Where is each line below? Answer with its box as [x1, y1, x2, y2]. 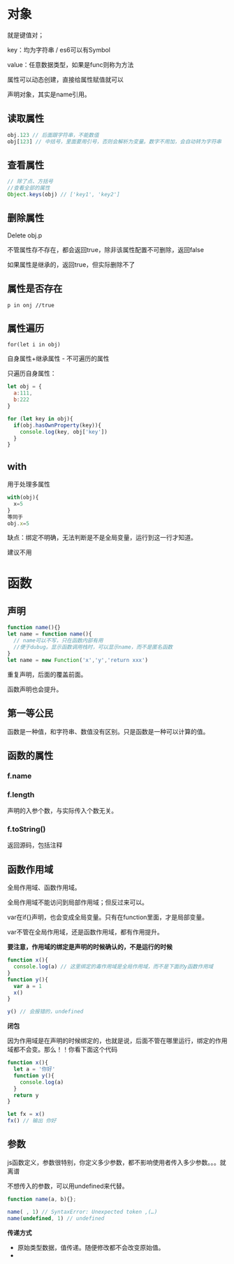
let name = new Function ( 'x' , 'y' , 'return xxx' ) [7, 656, 149, 663]
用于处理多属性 [7, 480, 50, 489]
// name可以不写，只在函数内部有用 [13, 637, 103, 645]
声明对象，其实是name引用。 [7, 90, 91, 98]
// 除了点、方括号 [7, 178, 54, 185]
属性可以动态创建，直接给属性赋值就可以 [7, 75, 124, 84]
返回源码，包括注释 [7, 841, 63, 849]
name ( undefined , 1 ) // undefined [7, 1214, 105, 1222]
